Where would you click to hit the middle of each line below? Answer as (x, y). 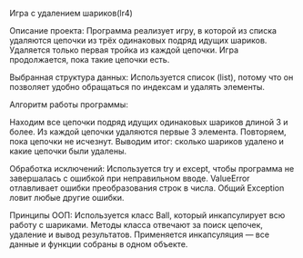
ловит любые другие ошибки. (67, 198)
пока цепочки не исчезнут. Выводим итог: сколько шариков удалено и (147, 141)
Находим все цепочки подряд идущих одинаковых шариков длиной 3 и (149, 122)
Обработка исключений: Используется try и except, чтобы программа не (152, 169)
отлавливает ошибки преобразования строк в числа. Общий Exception (147, 188)
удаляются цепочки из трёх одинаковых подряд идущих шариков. (138, 40)
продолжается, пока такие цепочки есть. (90, 60)
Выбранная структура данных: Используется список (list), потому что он (151, 77)
